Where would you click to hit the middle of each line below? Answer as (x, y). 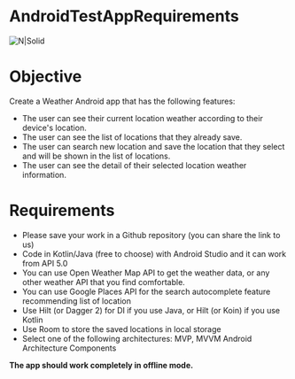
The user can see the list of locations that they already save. (132, 137)
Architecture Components (69, 348)
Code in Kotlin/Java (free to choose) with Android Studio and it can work (154, 253)
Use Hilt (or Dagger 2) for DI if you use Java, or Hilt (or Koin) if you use (151, 310)
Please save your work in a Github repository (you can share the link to (151, 235)
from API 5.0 (45, 263)
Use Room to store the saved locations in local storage (121, 329)
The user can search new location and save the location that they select (153, 146)
